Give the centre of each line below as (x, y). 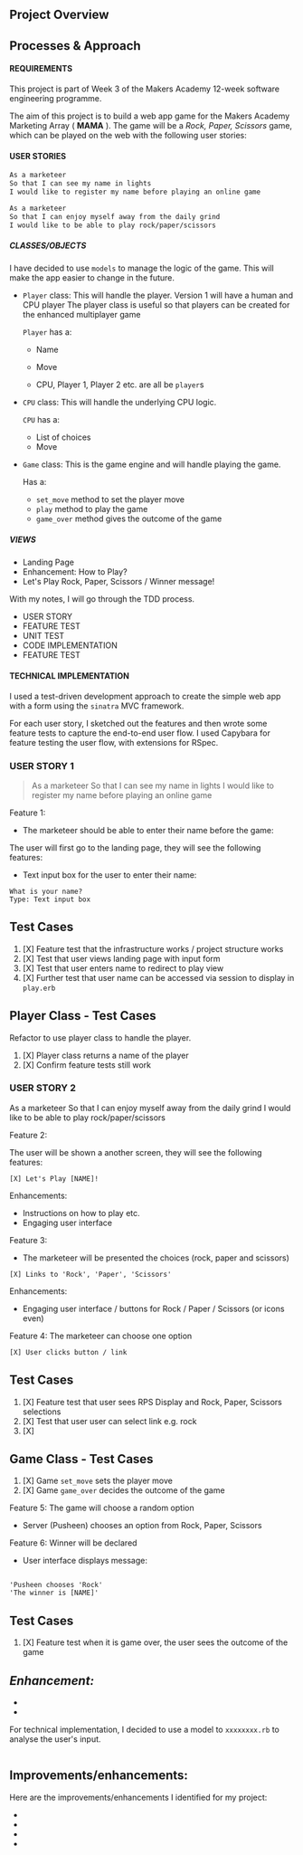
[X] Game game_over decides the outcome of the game (123, 1490)
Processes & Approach (76, 46)
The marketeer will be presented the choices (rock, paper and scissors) (156, 1258)
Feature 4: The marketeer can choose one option (101, 1336)
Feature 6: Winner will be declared (73, 1543)
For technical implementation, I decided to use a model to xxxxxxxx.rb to (145, 1730)
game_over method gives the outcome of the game (129, 518)
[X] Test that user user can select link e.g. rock (109, 1421)
